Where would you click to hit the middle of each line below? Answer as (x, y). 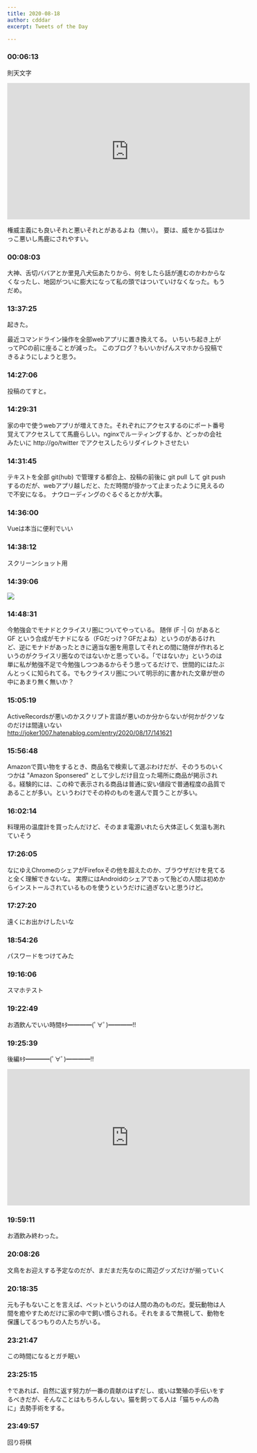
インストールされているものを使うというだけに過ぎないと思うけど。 (110, 887)
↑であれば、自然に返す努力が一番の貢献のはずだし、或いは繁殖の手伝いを (113, 1391)
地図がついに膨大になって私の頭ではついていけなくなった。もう (134, 281)
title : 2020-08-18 (34, 14)
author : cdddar (29, 20)
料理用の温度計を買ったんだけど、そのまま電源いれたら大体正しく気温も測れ (116, 827)
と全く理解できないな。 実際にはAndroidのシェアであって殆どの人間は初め (113, 879)
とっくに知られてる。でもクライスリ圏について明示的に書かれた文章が (113, 673)
